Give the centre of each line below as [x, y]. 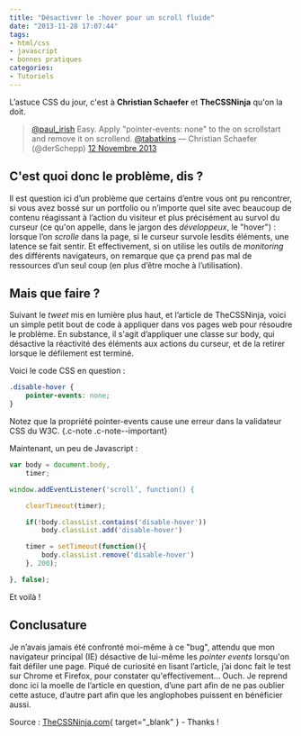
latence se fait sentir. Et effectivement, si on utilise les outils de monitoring [146, 246]
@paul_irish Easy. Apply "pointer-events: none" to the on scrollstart [156, 129]
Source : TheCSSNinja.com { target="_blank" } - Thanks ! [115, 722]
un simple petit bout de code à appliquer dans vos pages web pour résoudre [151, 324]
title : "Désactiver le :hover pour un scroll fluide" [112, 18]
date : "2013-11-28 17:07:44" [64, 26]
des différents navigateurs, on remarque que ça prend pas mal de [131, 255]
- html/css [30, 43]
